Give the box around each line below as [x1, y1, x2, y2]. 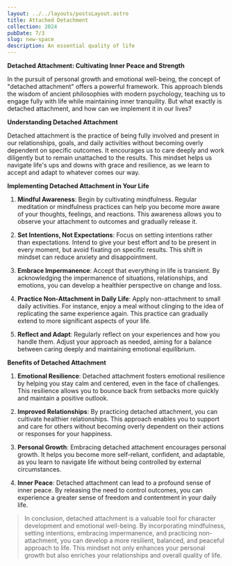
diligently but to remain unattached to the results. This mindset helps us [7, 153, 213, 162]
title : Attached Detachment [7, 17, 89, 24]
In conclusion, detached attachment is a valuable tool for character [24, 515, 216, 522]
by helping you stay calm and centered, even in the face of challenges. [17, 379, 220, 388]
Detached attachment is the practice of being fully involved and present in [7, 131, 219, 140]
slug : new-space [7, 36, 54, 43]
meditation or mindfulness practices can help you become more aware [17, 203, 220, 210]
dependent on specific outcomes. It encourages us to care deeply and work [7, 147, 224, 154]
